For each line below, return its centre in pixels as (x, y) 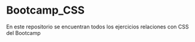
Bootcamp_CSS (46, 10)
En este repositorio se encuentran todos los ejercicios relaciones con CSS (97, 27)
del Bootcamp (23, 33)
